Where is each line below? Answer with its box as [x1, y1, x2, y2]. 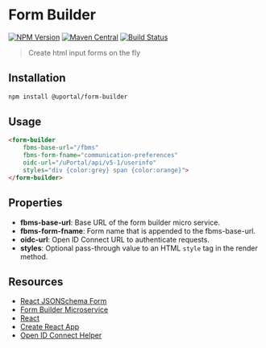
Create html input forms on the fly [27, 48, 141, 57]
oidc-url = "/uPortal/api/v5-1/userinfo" [23, 159, 157, 167]
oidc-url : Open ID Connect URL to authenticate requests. [19, 234, 210, 244]
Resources [8, 275, 64, 288]
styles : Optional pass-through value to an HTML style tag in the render [19, 243, 258, 253]
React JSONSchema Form [19, 296, 107, 306]
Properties [8, 196, 63, 210]
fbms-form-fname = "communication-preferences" [23, 151, 179, 159]
